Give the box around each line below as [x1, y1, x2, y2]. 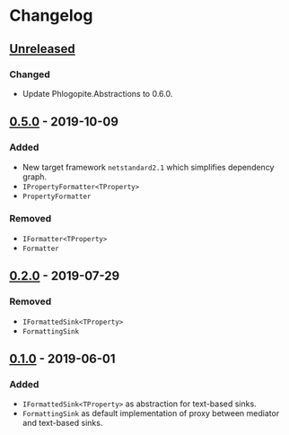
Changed [9, 68, 51, 81]
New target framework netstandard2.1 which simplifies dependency [22, 161, 275, 172]
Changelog [9, 5, 93, 26]
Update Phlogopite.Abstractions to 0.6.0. [22, 88, 173, 99]
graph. [22, 171, 48, 182]
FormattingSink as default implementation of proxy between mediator [22, 408, 280, 419]
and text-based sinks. [22, 418, 103, 429]
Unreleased [9, 41, 76, 57]
